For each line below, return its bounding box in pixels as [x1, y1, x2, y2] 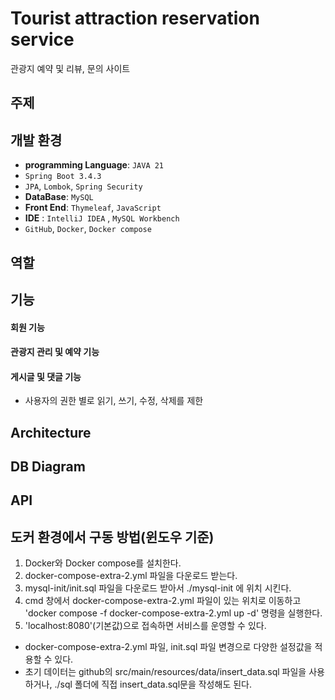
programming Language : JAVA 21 [24, 159, 165, 171]
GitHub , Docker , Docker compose [24, 223, 152, 235]
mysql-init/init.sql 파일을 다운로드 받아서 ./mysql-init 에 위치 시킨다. [24, 582, 292, 594]
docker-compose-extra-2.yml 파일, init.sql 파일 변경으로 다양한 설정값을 [24, 641, 313, 653]
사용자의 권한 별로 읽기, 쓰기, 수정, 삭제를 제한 [24, 395, 204, 407]
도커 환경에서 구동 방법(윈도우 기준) [10, 528, 215, 546]
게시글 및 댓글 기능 [10, 370, 82, 382]
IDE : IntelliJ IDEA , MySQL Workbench [24, 212, 180, 224]
